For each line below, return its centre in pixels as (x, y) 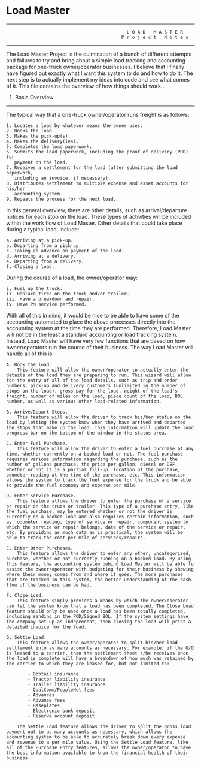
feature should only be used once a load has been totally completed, (96, 611)
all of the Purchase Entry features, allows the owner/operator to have (99, 747)
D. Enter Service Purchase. (41, 496)
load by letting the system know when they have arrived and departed (96, 422)
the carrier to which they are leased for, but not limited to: (88, 664)
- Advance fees (47, 700)
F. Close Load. (25, 595)
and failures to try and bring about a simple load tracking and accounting (96, 60)
